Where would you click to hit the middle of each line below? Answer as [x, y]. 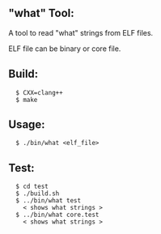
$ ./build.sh [38, 194]
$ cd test [32, 187]
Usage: [27, 125]
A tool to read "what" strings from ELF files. [81, 32]
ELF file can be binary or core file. [65, 49]
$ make [27, 100]
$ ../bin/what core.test [57, 215]
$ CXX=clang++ [39, 92]
